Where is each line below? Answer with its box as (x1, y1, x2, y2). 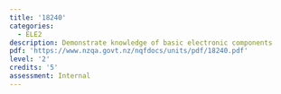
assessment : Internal (9, 72, 91, 81)
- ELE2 (17, 30, 42, 38)
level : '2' (9, 55, 51, 64)
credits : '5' (9, 64, 59, 73)
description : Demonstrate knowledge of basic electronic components (9, 38, 273, 47)
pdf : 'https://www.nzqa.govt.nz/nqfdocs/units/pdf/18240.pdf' (9, 47, 248, 56)
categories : (9, 21, 54, 30)
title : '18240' (9, 13, 67, 22)
